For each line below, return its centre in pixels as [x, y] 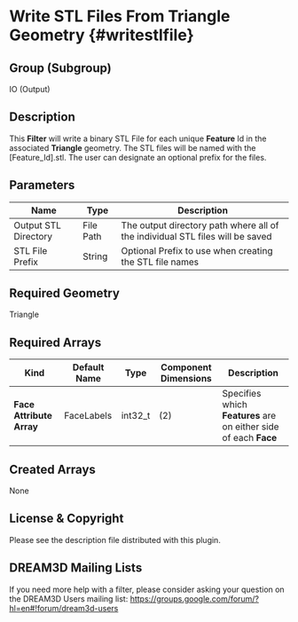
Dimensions [187, 379]
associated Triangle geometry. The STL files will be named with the [133, 147]
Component [186, 367]
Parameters [42, 185]
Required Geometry [64, 293]
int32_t [136, 416]
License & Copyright [67, 519]
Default [88, 367]
